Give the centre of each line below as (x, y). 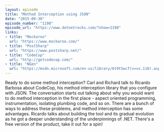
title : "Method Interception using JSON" (48, 14)
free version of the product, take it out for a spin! (54, 124)
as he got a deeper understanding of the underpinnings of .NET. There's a (80, 119)
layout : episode (21, 10)
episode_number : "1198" (29, 23)
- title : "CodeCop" (25, 55)
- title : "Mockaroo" (26, 37)
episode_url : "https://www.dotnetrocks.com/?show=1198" (63, 28)
